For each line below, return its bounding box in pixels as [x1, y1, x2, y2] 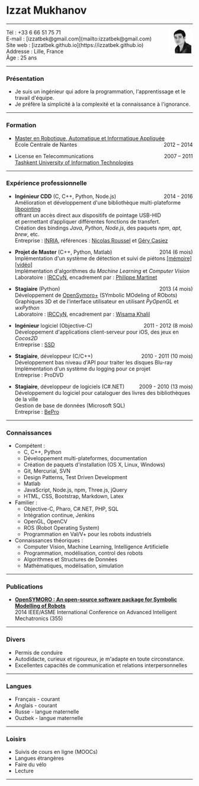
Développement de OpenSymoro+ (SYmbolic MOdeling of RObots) [14, 291, 178, 298]
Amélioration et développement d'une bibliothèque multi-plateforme [14, 199, 181, 206]
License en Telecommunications [14, 152, 94, 159]
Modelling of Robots [14, 602, 66, 609]
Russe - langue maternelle [14, 708, 79, 715]
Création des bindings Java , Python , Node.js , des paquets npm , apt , [14, 224, 182, 231]
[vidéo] [14, 261, 33, 268]
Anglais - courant [14, 702, 57, 709]
